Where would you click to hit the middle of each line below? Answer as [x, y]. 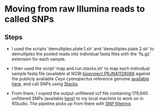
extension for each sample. [39, 59]
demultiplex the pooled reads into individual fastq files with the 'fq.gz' [81, 54]
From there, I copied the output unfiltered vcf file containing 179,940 [80, 93]
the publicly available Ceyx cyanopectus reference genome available [80, 79]
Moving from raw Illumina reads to [75, 9]
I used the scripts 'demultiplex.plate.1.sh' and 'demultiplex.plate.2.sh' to [83, 49]
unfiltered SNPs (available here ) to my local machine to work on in [77, 98]
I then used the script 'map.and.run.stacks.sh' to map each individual [80, 68]
